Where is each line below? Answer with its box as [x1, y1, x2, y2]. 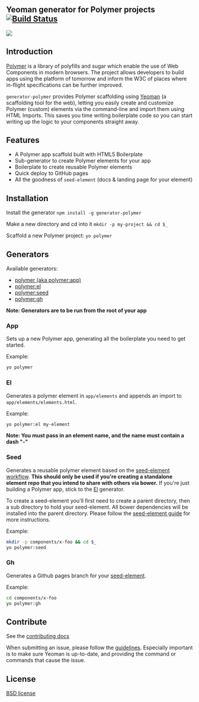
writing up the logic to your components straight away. [6, 118, 139, 125]
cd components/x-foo [6, 595, 57, 601]
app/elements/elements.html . [6, 398, 77, 405]
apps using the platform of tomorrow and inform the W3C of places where [6, 75, 187, 82]
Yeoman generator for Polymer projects [6, 5, 155, 15]
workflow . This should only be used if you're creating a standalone [6, 473, 173, 480]
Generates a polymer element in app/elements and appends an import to [6, 392, 182, 399]
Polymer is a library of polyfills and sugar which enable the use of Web [6, 62, 179, 69]
